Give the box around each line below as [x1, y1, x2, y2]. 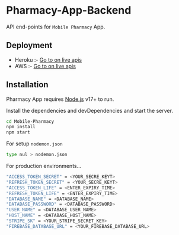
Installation [6, 80, 49, 90]
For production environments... [6, 163, 82, 170]
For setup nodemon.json [6, 140, 63, 147]
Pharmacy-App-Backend [6, 4, 132, 17]
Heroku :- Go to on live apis [14, 56, 82, 63]
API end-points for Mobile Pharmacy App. [6, 23, 106, 30]
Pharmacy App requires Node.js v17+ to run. [6, 96, 114, 103]
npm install [6, 124, 36, 130]
